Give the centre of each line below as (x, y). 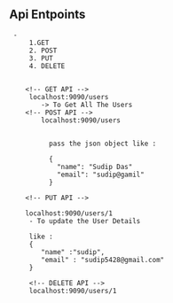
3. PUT (41, 58)
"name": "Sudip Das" (94, 167)
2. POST (43, 50)
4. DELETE (47, 66)
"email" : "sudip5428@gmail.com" (103, 260)
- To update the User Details (85, 221)
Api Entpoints (47, 15)
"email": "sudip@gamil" (100, 175)
